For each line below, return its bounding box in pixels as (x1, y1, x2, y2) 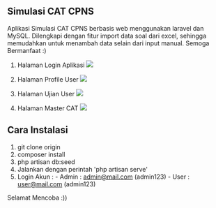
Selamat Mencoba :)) (7, 193, 68, 202)
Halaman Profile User (17, 75, 79, 83)
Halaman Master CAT (17, 104, 79, 112)
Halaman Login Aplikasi (17, 61, 85, 69)
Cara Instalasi (7, 124, 68, 136)
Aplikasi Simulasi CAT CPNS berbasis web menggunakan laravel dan (7, 24, 204, 32)
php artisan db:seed (17, 157, 75, 166)
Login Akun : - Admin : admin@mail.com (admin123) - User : (17, 172, 190, 181)
